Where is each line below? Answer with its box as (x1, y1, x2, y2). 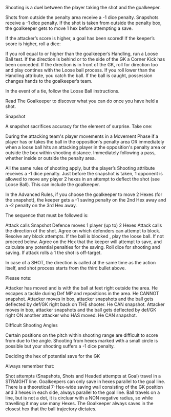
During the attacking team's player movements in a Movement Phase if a (5, 133, 159, 139)
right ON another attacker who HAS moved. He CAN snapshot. (5, 312, 137, 318)
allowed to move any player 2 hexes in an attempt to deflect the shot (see (5, 176, 160, 182)
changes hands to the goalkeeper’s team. (5, 78, 93, 84)
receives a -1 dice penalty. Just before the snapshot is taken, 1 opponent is (5, 171, 163, 176)
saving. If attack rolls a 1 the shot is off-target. (5, 249, 102, 256)
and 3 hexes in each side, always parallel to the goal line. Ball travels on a (5, 389, 160, 395)
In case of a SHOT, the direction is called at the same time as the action (5, 260, 156, 265)
